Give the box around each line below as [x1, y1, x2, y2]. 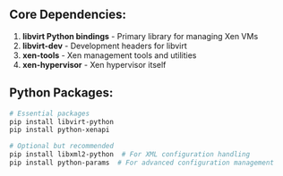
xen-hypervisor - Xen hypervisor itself [21, 59, 167, 70]
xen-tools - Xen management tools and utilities [21, 49, 197, 61]
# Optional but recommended [9, 142, 115, 151]
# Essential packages [9, 109, 90, 118]
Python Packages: [9, 85, 114, 101]
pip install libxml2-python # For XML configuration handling [9, 150, 251, 159]
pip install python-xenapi [9, 125, 110, 135]
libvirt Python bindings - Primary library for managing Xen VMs [21, 30, 259, 41]
